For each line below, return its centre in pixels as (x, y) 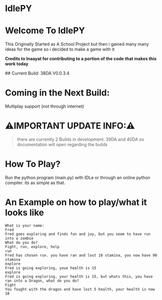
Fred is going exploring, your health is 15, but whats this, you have (79, 276)
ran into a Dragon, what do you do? (42, 281)
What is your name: (25, 225)
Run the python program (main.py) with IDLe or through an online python (78, 177)
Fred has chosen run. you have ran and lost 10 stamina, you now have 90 (81, 255)
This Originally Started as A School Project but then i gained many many (77, 44)
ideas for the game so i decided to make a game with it (60, 50)
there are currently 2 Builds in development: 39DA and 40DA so (81, 139)
